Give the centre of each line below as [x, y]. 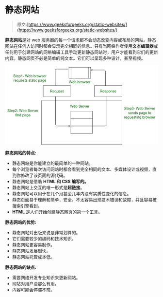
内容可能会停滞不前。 [33, 290]
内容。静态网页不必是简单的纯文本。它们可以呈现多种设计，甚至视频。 [75, 58]
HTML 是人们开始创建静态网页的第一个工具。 [57, 212]
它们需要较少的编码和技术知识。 [44, 239]
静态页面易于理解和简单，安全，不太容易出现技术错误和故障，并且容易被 [84, 200]
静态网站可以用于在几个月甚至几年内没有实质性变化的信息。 [72, 194]
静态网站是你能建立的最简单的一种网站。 [52, 163]
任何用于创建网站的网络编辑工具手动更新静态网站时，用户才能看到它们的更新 [81, 52]
